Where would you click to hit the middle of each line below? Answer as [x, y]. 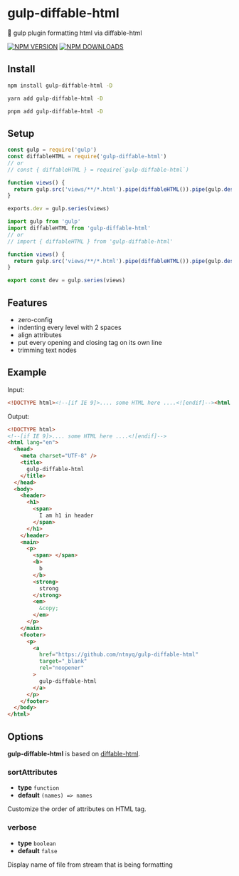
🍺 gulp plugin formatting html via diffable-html [75, 33]
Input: [16, 389]
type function [38, 788]
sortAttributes [33, 772]
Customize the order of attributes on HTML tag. [77, 809]
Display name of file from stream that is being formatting [90, 865]
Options [26, 737]
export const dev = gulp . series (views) [67, 280]
